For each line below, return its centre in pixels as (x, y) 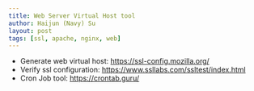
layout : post (30, 31)
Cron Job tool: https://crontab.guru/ (80, 78)
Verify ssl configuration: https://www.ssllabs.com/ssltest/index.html (133, 70)
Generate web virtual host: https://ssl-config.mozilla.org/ (115, 61)
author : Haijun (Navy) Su (52, 23)
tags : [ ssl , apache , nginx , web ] (65, 38)
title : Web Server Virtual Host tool (72, 16)
